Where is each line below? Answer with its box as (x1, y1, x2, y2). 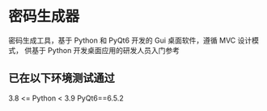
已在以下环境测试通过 (8, 72, 115, 85)
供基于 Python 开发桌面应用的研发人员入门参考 (23, 45, 180, 55)
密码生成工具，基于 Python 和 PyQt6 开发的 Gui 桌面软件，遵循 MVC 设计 (8, 35, 252, 45)
